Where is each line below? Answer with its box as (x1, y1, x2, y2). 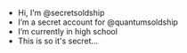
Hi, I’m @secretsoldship (17, 8, 105, 18)
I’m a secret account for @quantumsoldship (17, 17, 178, 27)
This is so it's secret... (17, 35, 99, 46)
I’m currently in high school (17, 26, 118, 36)
